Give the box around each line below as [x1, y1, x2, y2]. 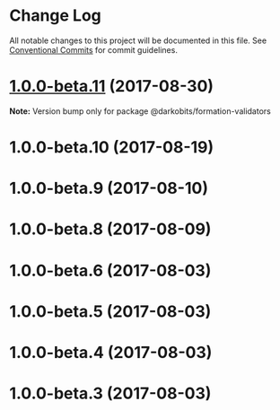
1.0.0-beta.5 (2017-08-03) [9, 301, 212, 321]
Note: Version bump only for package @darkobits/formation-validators [9, 105, 271, 117]
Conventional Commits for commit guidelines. [9, 44, 178, 55]
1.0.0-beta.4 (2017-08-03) [9, 343, 213, 362]
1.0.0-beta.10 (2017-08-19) [9, 137, 214, 158]
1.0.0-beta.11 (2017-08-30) [9, 76, 214, 97]
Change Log [9, 5, 101, 26]
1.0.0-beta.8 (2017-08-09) [9, 219, 212, 240]
